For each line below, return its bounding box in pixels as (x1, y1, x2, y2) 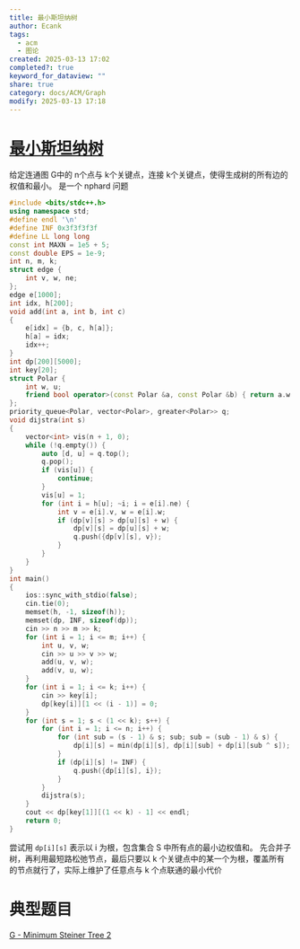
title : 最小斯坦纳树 (9, 13, 78, 22)
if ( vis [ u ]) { (41, 466, 94, 475)
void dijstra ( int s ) (9, 416, 87, 425)
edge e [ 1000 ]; (9, 290, 63, 299)
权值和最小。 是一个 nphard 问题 (9, 180, 129, 191)
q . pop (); (41, 457, 74, 467)
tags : (9, 30, 30, 39)
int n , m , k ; (9, 257, 58, 266)
